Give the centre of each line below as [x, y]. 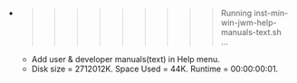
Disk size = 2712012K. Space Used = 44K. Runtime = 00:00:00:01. [155, 69]
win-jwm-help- [249, 23]
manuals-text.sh [251, 32]
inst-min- [271, 13]
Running [236, 13]
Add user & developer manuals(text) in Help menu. [125, 59]
